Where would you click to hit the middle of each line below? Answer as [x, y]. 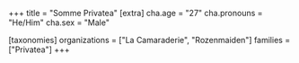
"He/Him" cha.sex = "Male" [59, 22]
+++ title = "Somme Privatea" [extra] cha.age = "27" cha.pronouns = [136, 13]
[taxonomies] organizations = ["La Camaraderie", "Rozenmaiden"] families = [149, 40]
